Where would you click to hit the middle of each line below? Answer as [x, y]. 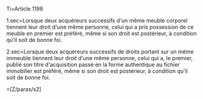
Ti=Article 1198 [25, 9]
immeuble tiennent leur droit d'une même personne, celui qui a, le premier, [100, 58]
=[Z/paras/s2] [24, 89]
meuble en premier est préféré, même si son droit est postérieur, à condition [101, 33]
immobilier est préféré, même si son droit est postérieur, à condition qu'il [97, 71]
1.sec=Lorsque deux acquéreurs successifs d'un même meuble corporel [97, 20]
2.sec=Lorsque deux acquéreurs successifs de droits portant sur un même [100, 52]
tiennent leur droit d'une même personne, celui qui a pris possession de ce [100, 27]
